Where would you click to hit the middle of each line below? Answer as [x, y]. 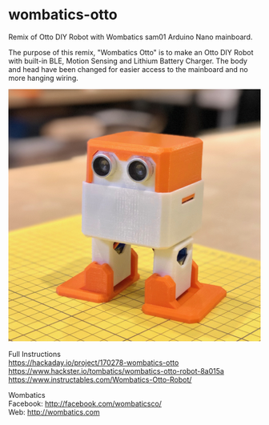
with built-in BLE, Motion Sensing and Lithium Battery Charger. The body [128, 61]
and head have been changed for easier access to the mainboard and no [128, 69]
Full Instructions [35, 354]
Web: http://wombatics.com [54, 412]
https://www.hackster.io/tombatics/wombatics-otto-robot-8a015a [116, 371]
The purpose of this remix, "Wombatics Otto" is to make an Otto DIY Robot [131, 52]
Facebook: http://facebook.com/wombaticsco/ [85, 403]
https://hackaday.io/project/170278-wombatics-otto [94, 363]
